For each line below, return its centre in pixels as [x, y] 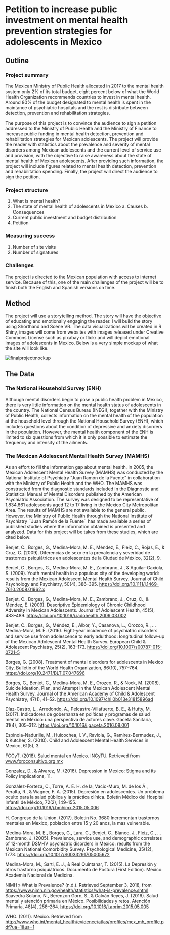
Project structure [27, 190]
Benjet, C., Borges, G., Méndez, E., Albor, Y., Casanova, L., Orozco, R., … [81, 625]
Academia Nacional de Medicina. [40, 875]
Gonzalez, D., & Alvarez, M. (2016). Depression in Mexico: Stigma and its [80, 771]
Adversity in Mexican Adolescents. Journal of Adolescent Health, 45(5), [80, 610]
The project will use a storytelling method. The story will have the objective [83, 316]
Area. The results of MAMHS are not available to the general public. [76, 510]
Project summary [27, 75]
